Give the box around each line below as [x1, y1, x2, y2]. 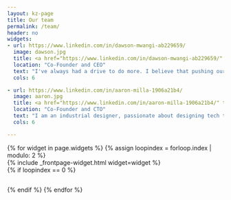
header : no [7, 29, 38, 37]
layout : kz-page [7, 10, 54, 17]
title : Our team [7, 17, 54, 23]
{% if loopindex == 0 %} [7, 166, 76, 174]
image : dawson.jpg [13, 49, 67, 56]
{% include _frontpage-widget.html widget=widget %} [7, 158, 161, 166]
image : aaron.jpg [13, 93, 63, 100]
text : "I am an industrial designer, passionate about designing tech [13, 112, 220, 119]
